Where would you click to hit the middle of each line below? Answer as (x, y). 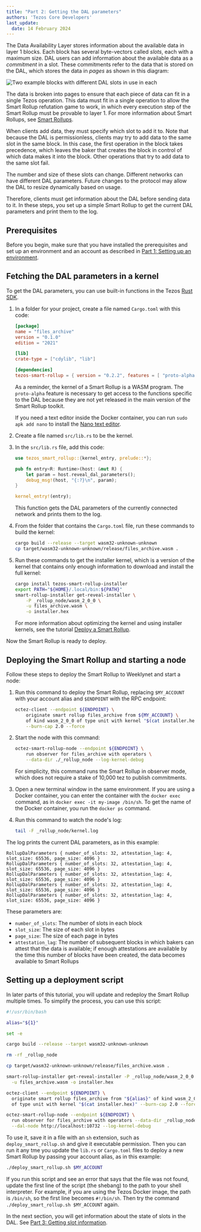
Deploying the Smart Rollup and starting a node (96, 660)
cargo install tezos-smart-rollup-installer (71, 584)
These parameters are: (34, 911)
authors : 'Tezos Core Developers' (49, 17)
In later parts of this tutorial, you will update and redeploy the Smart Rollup (98, 994)
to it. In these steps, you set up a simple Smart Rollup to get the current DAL (100, 205)
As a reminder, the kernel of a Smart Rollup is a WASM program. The (99, 387)
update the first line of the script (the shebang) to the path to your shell (94, 1185)
